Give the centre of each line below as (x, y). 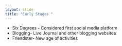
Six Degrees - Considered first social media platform (65, 28)
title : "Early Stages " (29, 14)
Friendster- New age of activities (45, 38)
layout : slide (19, 9)
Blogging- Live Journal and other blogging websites (64, 33)
